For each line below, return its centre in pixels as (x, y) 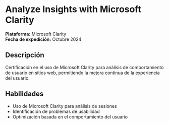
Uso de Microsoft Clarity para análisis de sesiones (65, 106)
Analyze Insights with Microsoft (73, 9)
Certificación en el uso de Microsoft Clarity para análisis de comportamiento (84, 67)
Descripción (25, 55)
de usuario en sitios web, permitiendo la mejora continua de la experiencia (82, 73)
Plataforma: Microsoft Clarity (36, 34)
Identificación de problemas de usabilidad (56, 111)
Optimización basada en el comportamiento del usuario (70, 116)
